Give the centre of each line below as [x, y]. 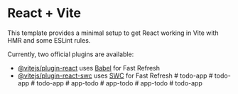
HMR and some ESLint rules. [49, 40]
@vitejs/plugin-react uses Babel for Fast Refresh [89, 68]
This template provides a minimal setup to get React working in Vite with [113, 33]
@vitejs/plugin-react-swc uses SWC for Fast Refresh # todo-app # [115, 75]
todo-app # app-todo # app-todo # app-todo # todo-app [119, 83]
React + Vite [44, 13]
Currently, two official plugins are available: [71, 54]
